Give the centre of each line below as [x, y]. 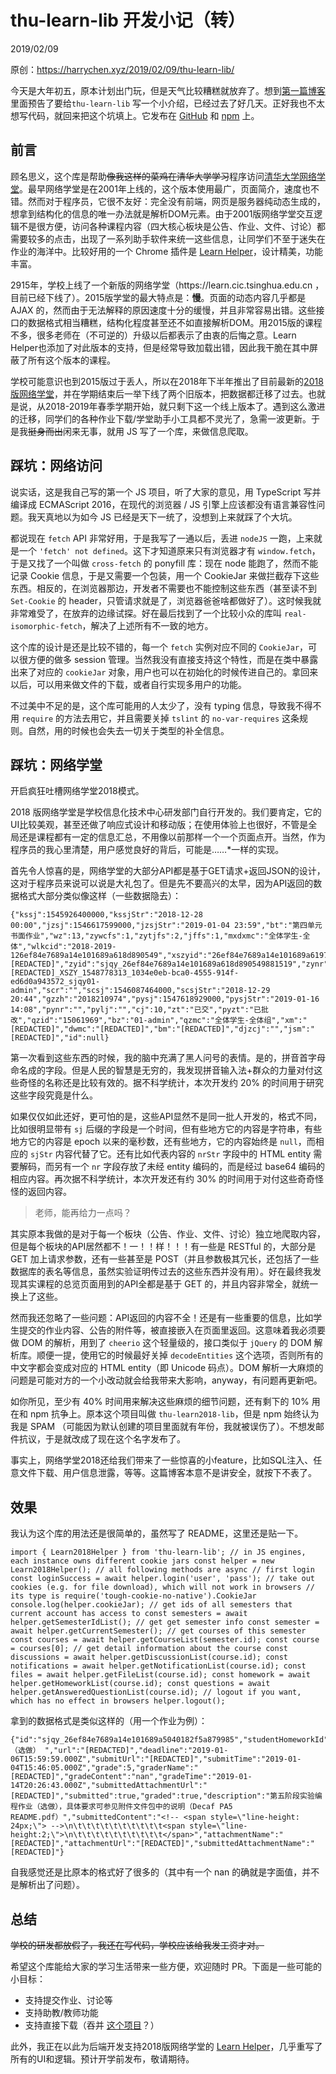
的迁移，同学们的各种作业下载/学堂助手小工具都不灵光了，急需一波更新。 [161, 418]
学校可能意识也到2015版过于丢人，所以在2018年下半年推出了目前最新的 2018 [167, 381]
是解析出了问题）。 [47, 1885]
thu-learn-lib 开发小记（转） [128, 20]
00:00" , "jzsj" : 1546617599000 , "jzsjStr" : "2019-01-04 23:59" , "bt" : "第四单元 [166, 926]
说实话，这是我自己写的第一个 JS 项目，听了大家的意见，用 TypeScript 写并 [166, 492]
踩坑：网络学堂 [56, 764]
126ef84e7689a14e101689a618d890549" [86, 956]
